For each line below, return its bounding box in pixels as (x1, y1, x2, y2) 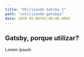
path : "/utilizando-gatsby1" (5, 12, 64, 16)
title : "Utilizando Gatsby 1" (5, 7, 67, 12)
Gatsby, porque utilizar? (5, 34, 79, 42)
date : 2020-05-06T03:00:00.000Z (5, 16, 70, 21)
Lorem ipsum (5, 47, 32, 53)
